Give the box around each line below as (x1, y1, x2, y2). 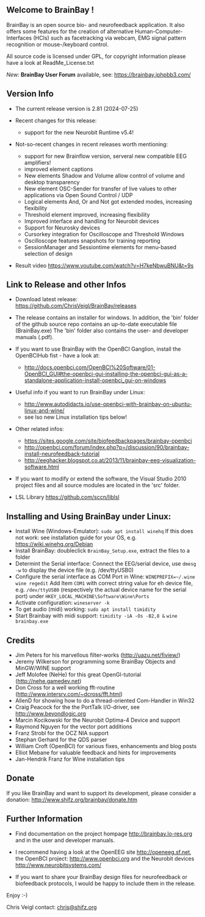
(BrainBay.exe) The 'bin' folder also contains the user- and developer (15, 327, 189, 334)
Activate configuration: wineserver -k (15, 599, 110, 607)
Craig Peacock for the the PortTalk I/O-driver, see (15, 703, 140, 711)
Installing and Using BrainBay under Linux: (6, 511, 171, 522)
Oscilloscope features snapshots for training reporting (24, 237, 160, 244)
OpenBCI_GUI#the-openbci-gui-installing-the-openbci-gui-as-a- (24, 370, 188, 378)
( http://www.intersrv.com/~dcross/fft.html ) (15, 691, 123, 698)
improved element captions (24, 165, 93, 173)
